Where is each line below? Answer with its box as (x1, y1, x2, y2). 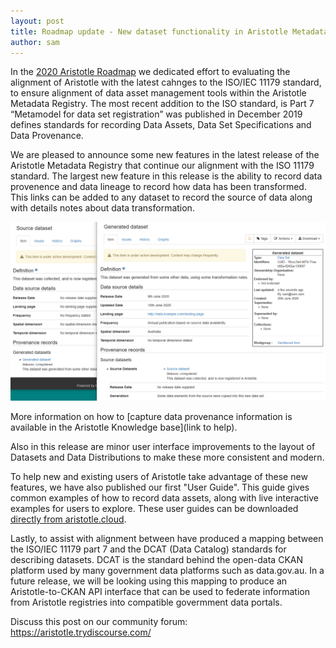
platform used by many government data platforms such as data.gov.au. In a (10, 564, 325, 576)
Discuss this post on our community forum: (10, 615, 188, 627)
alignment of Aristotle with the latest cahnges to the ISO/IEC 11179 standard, (10, 76, 322, 89)
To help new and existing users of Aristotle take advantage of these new (10, 470, 308, 482)
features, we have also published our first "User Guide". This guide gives (10, 481, 310, 493)
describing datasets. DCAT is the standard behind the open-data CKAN (10, 553, 304, 565)
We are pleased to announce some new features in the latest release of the (10, 149, 320, 161)
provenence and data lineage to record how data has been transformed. (10, 181, 307, 193)
